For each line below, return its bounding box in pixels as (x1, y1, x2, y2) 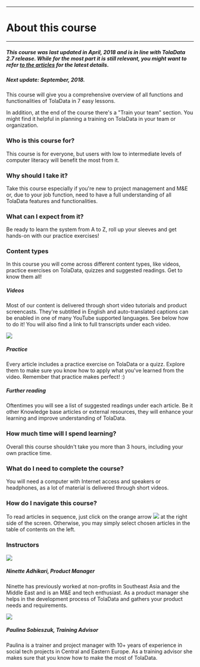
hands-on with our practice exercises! (6, 232, 99, 239)
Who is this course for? (6, 136, 75, 145)
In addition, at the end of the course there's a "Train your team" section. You (6, 109, 193, 116)
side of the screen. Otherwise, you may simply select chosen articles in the (6, 519, 190, 527)
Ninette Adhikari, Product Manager (6, 568, 95, 575)
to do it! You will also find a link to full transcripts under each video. (6, 321, 171, 328)
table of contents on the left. (6, 526, 76, 533)
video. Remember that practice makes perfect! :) (6, 373, 125, 381)
